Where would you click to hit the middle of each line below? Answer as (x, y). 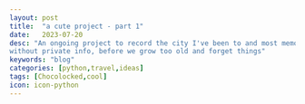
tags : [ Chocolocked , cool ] (58, 77)
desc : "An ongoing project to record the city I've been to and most (144, 43)
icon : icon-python (44, 85)
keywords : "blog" (42, 60)
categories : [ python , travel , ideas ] (77, 69)
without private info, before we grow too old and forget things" (138, 52)
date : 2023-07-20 (46, 34)
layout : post (34, 18)
